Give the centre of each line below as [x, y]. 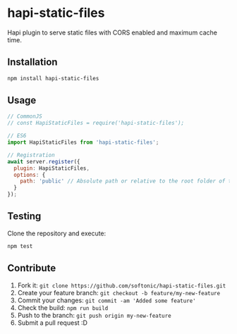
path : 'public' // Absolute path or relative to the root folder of [123, 181]
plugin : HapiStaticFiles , [52, 168]
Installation [32, 62]
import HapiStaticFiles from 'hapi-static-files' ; [83, 142]
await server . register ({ [44, 161]
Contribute [32, 268]
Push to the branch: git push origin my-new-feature [94, 315]
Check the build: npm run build [63, 307]
